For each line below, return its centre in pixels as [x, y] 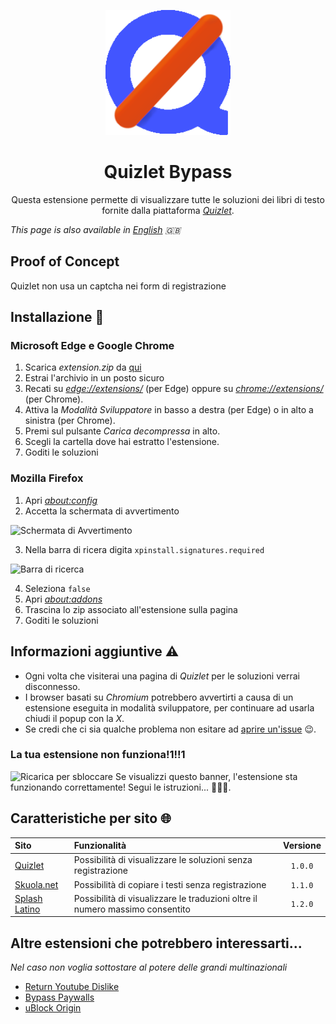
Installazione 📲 [57, 317]
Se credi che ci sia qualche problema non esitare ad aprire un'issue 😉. [170, 729]
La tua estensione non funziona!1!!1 [98, 755]
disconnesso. [52, 686]
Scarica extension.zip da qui [83, 367]
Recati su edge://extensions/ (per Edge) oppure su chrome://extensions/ [174, 389]
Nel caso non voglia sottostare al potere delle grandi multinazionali [149, 967]
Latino [27, 909]
